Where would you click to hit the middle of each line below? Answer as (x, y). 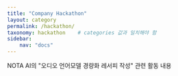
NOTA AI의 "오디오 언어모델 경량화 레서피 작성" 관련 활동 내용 (89, 65)
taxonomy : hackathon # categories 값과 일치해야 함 (82, 33)
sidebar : (20, 39)
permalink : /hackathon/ (41, 26)
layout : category (32, 20)
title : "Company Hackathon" (47, 13)
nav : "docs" (36, 45)
